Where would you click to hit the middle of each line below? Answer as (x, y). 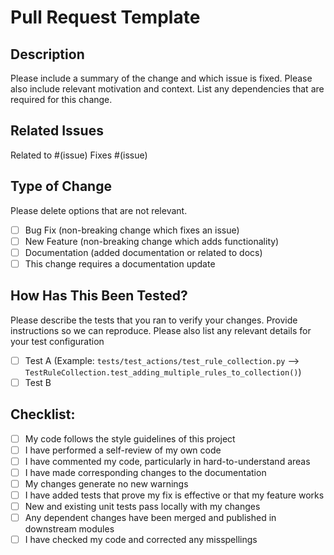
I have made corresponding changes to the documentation (145, 472)
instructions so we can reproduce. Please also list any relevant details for (161, 330)
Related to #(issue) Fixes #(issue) (79, 155)
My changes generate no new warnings (106, 483)
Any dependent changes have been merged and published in (150, 518)
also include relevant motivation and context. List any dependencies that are (167, 89)
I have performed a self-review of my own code (123, 450)
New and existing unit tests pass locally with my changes (142, 506)
